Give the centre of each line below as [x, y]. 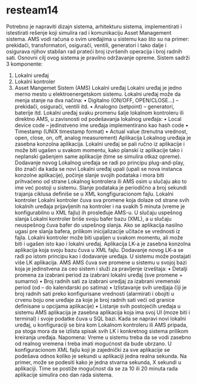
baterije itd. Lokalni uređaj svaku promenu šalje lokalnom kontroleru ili [99, 113]
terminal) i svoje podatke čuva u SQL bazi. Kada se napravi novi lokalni [100, 318]
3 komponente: [24, 64]
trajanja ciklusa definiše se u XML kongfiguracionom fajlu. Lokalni [94, 194]
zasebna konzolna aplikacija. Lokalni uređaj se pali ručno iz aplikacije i [100, 144]
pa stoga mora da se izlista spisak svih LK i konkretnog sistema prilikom [101, 331]
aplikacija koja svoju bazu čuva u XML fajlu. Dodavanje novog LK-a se [99, 250]
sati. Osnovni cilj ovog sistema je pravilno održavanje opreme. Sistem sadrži [98, 58]
